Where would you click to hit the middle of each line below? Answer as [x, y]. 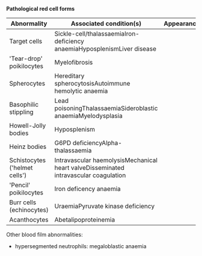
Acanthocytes [29, 220]
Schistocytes [28, 160]
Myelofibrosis [74, 62]
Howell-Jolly [28, 126]
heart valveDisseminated [90, 168]
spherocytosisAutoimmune [92, 83]
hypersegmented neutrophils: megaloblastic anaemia [81, 246]
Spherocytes [27, 83]
